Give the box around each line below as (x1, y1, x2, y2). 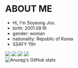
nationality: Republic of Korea (12, 36, 73, 42)
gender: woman (12, 30, 45, 36)
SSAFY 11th (12, 41, 36, 47)
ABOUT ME (5, 3, 52, 15)
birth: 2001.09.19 (12, 25, 47, 31)
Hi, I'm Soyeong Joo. (12, 20, 56, 26)
